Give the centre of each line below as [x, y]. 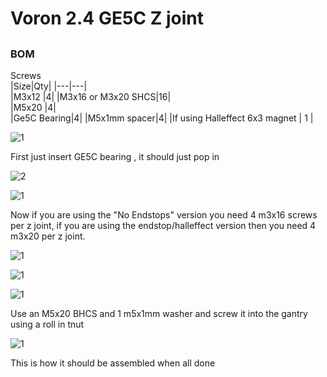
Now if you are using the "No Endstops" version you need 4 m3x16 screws [164, 214]
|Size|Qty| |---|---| [49, 86]
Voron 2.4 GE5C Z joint [107, 18]
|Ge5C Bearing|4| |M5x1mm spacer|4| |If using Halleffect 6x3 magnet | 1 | [162, 118]
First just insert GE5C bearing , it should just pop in [115, 156]
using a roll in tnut [47, 324]
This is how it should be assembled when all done [113, 363]
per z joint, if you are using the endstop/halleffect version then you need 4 [163, 225]
